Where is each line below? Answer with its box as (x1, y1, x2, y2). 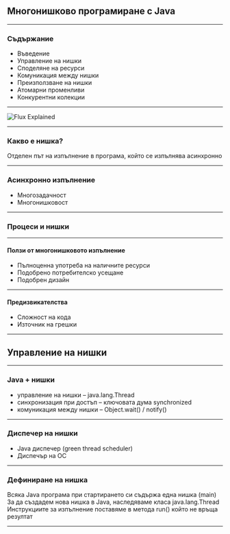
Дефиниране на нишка (7, 475, 88, 485)
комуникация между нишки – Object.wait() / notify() (16, 405, 167, 414)
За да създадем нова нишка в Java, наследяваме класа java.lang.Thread (7, 498, 220, 506)
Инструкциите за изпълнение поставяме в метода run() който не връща (7, 505, 218, 513)
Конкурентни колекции (16, 93, 86, 101)
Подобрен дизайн (16, 276, 70, 284)
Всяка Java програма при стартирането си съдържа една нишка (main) (7, 491, 217, 499)
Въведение (16, 49, 50, 58)
